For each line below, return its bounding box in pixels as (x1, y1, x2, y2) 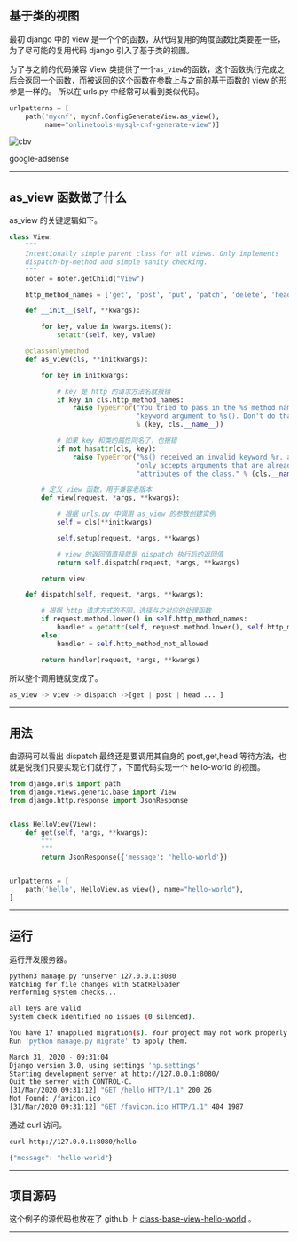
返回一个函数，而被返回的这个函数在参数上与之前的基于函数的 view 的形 (24, 75, 287, 85)
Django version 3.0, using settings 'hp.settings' (9, 1061, 200, 1070)
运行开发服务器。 (9, 954, 72, 965)
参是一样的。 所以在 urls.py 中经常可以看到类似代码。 (9, 85, 204, 96)
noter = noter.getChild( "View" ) (25, 274, 145, 283)
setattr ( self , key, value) (56, 331, 157, 340)
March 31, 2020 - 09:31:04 (9, 1053, 109, 1062)
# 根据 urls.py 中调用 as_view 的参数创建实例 (56, 509, 216, 518)
